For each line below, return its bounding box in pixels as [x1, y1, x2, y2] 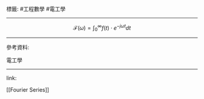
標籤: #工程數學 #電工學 [6, 5, 66, 12]
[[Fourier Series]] [6, 86, 50, 94]
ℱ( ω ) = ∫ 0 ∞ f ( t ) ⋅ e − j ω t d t [73, 23, 131, 33]
